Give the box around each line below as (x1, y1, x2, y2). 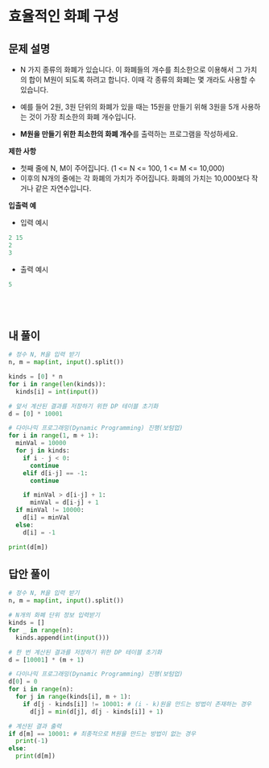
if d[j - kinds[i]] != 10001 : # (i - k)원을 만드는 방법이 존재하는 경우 (23, 700, 252, 708)
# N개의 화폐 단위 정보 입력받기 (8, 611, 101, 620)
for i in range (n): (8, 685, 74, 693)
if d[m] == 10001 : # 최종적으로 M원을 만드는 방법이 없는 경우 (8, 729, 197, 737)
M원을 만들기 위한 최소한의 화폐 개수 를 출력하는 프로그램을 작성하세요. (19, 130, 238, 138)
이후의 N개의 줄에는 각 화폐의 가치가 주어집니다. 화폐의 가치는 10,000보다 (19, 174, 250, 183)
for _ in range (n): (8, 626, 74, 634)
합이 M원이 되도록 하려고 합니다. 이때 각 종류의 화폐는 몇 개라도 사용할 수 (28, 75, 256, 85)
